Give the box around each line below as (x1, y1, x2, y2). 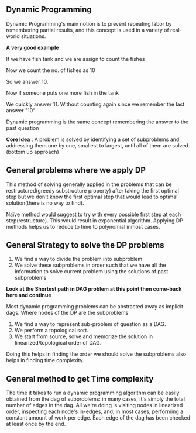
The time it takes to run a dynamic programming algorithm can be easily (6, 389, 180, 397)
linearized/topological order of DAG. (14, 339, 102, 346)
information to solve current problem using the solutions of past (14, 268, 169, 275)
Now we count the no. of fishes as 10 (6, 67, 95, 74)
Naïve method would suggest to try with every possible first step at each (6, 211, 181, 218)
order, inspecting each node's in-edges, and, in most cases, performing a (6, 408, 184, 415)
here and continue (6, 292, 51, 299)
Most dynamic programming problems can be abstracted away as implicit (6, 303, 183, 310)
